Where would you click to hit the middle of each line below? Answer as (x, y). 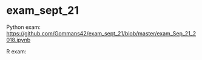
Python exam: (24, 27)
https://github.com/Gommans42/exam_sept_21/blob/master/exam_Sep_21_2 (101, 33)
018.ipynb (19, 40)
